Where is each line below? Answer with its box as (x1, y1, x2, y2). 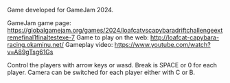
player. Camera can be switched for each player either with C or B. (7, 68, 196, 76)
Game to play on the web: (76, 33, 149, 41)
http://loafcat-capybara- (150, 33, 220, 41)
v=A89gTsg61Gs (7, 48, 54, 56)
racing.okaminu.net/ (7, 41, 64, 48)
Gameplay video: (65, 41, 113, 48)
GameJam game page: (7, 19, 71, 27)
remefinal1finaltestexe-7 (7, 33, 76, 41)
